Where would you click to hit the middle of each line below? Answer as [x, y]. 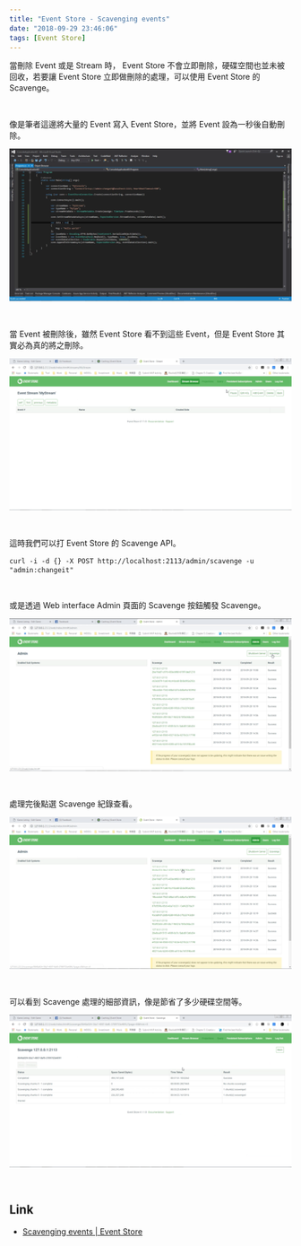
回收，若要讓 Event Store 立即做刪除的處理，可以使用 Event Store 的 [135, 77]
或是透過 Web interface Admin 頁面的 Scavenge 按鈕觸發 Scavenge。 [138, 606]
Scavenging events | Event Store [82, 1231]
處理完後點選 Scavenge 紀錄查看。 [73, 804]
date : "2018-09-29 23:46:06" [64, 28]
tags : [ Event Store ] [48, 38]
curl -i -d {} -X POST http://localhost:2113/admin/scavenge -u [132, 562]
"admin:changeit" [42, 571]
